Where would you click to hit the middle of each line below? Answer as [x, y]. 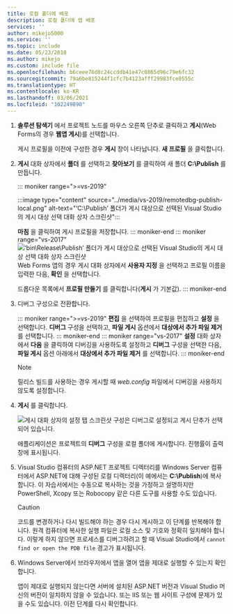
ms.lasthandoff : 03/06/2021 [48, 98]
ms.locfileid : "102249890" [46, 105]
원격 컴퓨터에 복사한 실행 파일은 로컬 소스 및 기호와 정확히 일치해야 [122, 530]
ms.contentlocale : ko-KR [43, 91]
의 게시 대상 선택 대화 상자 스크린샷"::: [69, 216]
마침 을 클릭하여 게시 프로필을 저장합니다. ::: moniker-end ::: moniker [112, 232]
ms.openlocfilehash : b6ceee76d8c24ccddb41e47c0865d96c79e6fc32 [101, 72]
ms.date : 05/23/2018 [37, 53]
